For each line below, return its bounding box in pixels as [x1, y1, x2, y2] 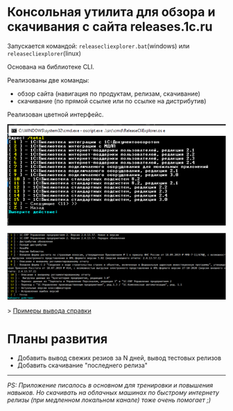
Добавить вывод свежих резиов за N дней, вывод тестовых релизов [17, 354, 222, 362]
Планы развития [7, 331, 108, 347]
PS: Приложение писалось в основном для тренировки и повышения [7, 381, 214, 390]
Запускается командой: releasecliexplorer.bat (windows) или [7, 42, 190, 50]
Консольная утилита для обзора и [7, 4, 216, 20]
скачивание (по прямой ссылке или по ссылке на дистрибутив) [17, 96, 207, 105]
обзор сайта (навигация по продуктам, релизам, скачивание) [17, 89, 201, 98]
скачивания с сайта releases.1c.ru [7, 19, 213, 35]
